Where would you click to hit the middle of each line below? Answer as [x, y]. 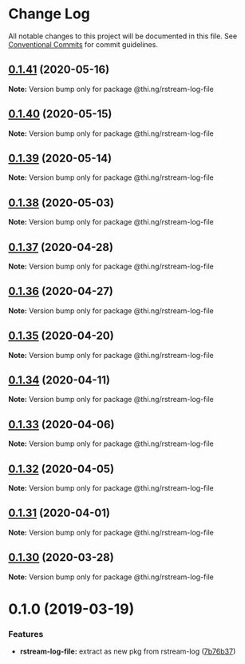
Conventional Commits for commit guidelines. [83, 44]
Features [26, 634]
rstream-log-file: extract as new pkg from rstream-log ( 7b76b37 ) [128, 651]
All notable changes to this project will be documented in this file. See [123, 36]
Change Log [49, 14]
